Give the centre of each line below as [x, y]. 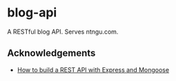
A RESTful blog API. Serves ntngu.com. [63, 32]
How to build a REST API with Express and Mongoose [93, 69]
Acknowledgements [51, 53]
